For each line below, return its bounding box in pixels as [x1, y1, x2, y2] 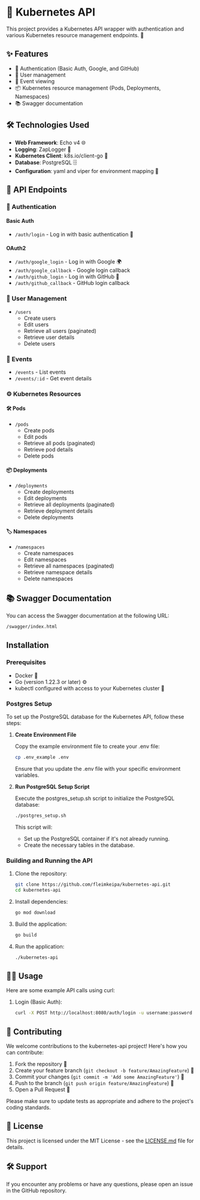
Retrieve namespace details [23, 569, 93, 576]
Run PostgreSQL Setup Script [14, 783, 90, 790]
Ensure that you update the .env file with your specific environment [14, 765, 181, 772]
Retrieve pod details [23, 446, 74, 453]
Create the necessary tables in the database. [23, 841, 135, 849]
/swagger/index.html [6, 624, 58, 630]
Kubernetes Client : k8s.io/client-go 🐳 [14, 152, 108, 159]
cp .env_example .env [14, 754, 69, 760]
